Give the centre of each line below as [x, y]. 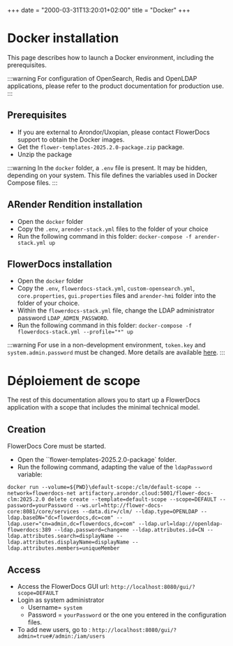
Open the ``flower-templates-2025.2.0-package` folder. [97, 460]
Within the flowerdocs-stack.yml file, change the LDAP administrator [116, 310]
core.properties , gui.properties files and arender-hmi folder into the [116, 296]
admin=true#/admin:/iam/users [61, 636]
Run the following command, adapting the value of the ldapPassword [115, 467]
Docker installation [63, 38]
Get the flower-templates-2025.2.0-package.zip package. [101, 147]
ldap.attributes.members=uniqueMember [63, 548]
